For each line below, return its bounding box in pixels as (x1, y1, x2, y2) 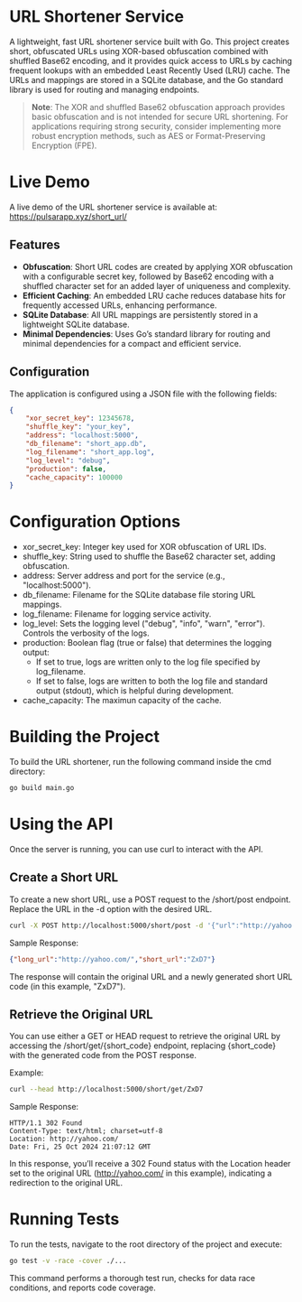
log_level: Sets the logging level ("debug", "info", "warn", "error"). (22, 618, 266, 629)
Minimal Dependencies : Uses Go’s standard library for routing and (22, 328, 270, 339)
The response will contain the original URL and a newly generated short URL (9, 971, 293, 981)
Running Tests (9, 1209, 120, 1230)
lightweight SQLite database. (22, 319, 131, 330)
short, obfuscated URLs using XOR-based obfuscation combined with (9, 45, 269, 56)
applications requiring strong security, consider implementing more (31, 120, 281, 132)
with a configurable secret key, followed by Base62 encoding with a (22, 271, 275, 282)
